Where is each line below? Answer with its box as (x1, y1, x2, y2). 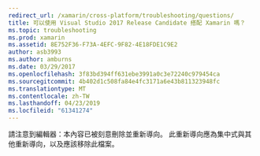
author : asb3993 (8, 48, 61, 56)
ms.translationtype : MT (8, 84, 87, 93)
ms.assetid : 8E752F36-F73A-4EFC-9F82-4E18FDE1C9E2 (8, 41, 178, 49)
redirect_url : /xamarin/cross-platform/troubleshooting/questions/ (8, 11, 235, 20)
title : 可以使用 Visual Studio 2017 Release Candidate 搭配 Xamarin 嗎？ (8, 19, 246, 27)
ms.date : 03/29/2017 (8, 63, 76, 71)
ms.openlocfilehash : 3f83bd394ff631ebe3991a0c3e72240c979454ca (8, 70, 221, 78)
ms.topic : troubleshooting (8, 26, 97, 34)
